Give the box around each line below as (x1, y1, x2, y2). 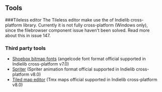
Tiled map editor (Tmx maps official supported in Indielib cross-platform (12, 77, 158, 83)
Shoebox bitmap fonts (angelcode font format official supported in (12, 56, 146, 62)
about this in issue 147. (5, 32, 51, 38)
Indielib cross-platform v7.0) (12, 61, 69, 67)
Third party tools (5, 45, 46, 51)
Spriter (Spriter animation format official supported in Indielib (12, 66, 135, 72)
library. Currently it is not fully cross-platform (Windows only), (23, 22, 148, 28)
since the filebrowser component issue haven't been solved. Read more (5, 27, 150, 33)
